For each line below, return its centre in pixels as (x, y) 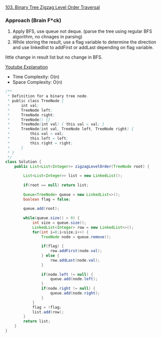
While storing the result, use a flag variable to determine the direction (84, 42)
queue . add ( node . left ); (74, 279)
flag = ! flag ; (47, 307)
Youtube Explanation (27, 67)
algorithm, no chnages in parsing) (48, 37)
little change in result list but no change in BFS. (54, 57)
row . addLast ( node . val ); (75, 260)
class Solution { (23, 162)
